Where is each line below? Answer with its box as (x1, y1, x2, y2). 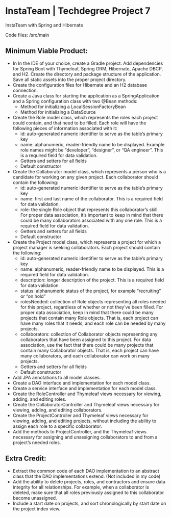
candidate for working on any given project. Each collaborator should (12, 174, 158, 180)
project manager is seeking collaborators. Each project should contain (12, 244, 160, 250)
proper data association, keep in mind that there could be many (20, 309, 154, 316)
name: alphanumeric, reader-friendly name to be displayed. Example (20, 141, 165, 147)
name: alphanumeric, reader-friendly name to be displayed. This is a (20, 266, 164, 272)
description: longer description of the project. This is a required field (20, 277, 164, 283)
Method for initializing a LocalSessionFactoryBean (20, 104, 126, 110)
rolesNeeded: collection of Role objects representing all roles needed (20, 298, 166, 304)
